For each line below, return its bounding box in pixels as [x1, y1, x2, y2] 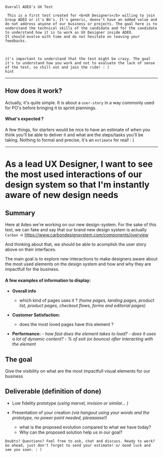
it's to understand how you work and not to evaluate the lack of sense [5, 61, 155, 65]
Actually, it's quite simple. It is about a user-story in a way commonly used [5, 99, 154, 105]
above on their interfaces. [5, 246, 57, 252]
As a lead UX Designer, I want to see [5, 159, 153, 170]
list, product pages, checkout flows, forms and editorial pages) [19, 303, 146, 309]
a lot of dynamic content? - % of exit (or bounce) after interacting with [12, 336, 153, 342]
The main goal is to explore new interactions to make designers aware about [5, 256, 158, 262]
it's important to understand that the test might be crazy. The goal [5, 56, 151, 61]
